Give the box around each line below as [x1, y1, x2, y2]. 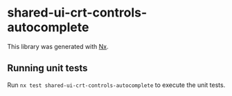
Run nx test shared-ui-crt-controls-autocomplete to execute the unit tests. [7, 81, 226, 89]
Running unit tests [7, 62, 88, 74]
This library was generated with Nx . [7, 42, 109, 50]
